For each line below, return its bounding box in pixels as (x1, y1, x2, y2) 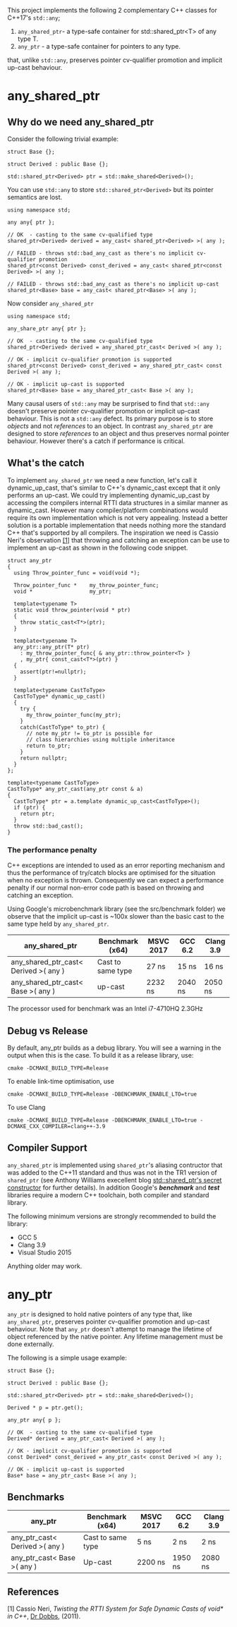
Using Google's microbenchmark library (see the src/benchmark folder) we (7, 905, 226, 913)
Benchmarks (7, 1492, 65, 1504)
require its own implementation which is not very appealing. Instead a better (7, 513, 228, 521)
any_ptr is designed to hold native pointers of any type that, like (7, 1310, 193, 1318)
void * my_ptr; (13, 588, 112, 595)
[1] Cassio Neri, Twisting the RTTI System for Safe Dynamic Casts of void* (7, 1604, 224, 1613)
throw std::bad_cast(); (13, 822, 83, 830)
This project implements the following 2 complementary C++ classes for (7, 6, 217, 14)
